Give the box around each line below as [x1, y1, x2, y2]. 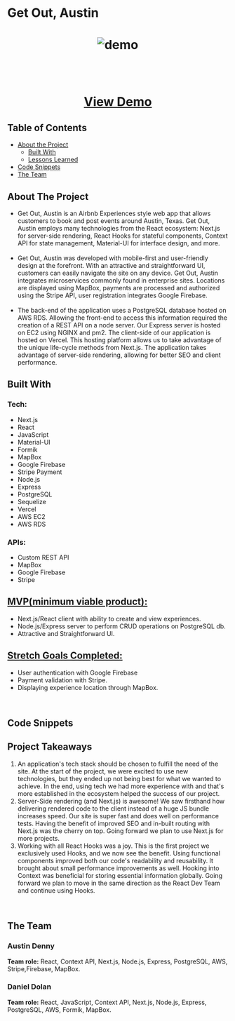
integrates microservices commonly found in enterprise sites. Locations [17, 276, 225, 285]
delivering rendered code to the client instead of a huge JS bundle [17, 804, 209, 813]
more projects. [17, 834, 60, 842]
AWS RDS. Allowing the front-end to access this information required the [17, 313, 228, 322]
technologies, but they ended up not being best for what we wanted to [17, 774, 222, 783]
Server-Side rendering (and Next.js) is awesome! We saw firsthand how [17, 797, 225, 805]
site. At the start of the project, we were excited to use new [17, 766, 189, 776]
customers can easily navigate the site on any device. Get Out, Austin [17, 269, 219, 277]
